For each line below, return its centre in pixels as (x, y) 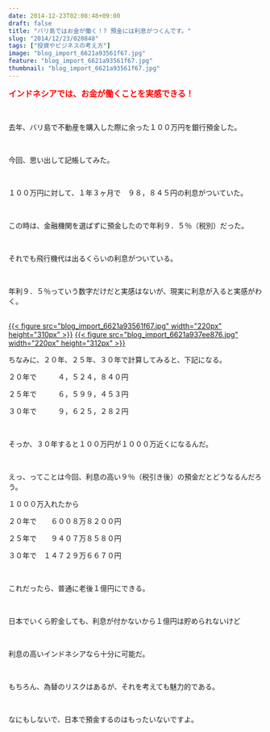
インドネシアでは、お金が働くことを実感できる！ (101, 94)
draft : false (30, 23)
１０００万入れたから (44, 504)
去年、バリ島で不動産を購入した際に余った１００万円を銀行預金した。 (125, 127)
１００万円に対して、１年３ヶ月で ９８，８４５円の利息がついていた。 (128, 192)
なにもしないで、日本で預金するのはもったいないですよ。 (104, 719)
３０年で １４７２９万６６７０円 (65, 555)
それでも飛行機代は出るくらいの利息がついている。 (93, 258)
